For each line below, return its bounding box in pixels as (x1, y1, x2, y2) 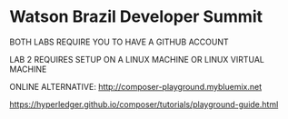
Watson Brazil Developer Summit (9, 6, 263, 27)
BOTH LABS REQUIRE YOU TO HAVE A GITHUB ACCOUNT (9, 36, 229, 47)
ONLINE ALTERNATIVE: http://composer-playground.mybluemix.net (9, 81, 262, 92)
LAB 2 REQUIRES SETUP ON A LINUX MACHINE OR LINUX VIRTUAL (9, 54, 265, 64)
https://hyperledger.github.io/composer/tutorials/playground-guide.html (9, 98, 279, 110)
